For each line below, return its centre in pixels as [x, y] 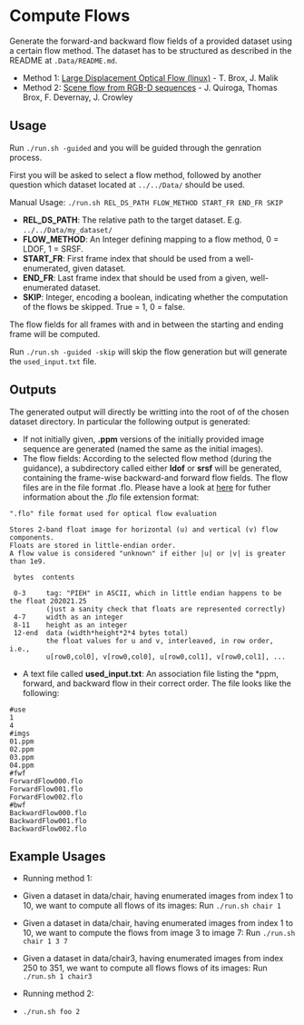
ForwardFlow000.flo [46, 781]
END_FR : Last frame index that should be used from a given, [135, 277]
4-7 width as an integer [69, 617]
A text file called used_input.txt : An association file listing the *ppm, [151, 673]
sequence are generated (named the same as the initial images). [143, 448]
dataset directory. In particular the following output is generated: [130, 421]
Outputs [33, 390]
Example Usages [58, 856]
